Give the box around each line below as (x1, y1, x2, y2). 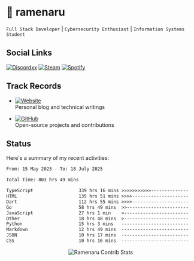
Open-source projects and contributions (14, 121, 115, 128)
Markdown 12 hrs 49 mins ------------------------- (6, 227, 189, 233)
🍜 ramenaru (6, 5, 66, 19)
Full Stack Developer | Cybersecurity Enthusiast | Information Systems (6, 25, 185, 32)
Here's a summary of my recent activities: (6, 154, 110, 162)
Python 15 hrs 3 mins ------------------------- (6, 221, 189, 227)
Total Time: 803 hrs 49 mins (6, 177, 79, 183)
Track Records (6, 81, 62, 92)
